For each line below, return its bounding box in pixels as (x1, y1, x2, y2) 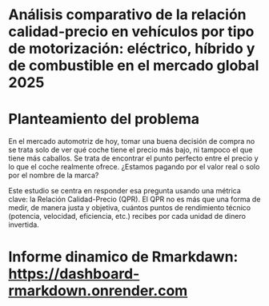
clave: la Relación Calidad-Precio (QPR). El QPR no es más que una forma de (8, 194, 261, 205)
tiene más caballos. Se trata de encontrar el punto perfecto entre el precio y (8, 153, 259, 163)
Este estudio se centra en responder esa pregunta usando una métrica (8, 186, 242, 196)
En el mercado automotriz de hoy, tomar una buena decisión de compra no (8, 137, 255, 146)
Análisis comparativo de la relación (8, 6, 247, 24)
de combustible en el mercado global (8, 57, 259, 75)
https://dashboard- (8, 265, 140, 283)
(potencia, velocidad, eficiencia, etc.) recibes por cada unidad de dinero (8, 212, 247, 221)
